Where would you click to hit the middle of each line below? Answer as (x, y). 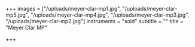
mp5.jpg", (17, 15)
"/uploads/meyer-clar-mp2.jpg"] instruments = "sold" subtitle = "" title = (95, 21)
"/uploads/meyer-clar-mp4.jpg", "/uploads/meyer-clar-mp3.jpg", (110, 15)
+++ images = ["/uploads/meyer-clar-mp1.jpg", (63, 9)
